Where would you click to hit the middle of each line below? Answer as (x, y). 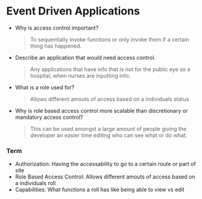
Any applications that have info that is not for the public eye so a (110, 69)
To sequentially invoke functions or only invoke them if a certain (109, 39)
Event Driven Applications (73, 11)
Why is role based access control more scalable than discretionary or (101, 110)
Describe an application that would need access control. (85, 57)
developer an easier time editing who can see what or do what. (109, 135)
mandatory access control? (49, 117)
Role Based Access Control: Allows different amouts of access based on (105, 177)
